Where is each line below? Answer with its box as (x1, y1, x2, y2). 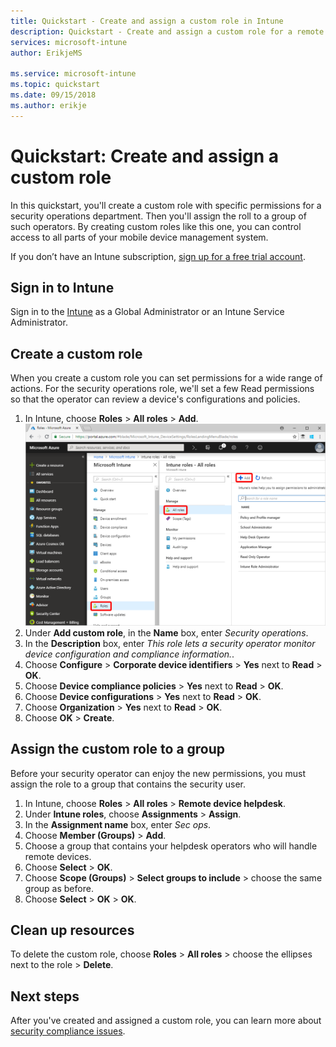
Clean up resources (10, 922, 135, 939)
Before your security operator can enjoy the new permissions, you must (10, 767, 306, 779)
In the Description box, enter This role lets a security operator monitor (24, 637, 316, 649)
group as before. (24, 882, 94, 894)
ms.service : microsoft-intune (10, 69, 137, 79)
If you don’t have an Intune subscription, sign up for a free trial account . (10, 250, 306, 262)
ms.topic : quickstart (10, 80, 101, 90)
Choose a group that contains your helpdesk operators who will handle (24, 840, 318, 852)
